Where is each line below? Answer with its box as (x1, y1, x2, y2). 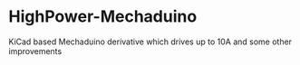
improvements (8, 45, 63, 56)
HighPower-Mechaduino (8, 6, 198, 27)
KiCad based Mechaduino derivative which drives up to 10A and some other (8, 36, 292, 47)
